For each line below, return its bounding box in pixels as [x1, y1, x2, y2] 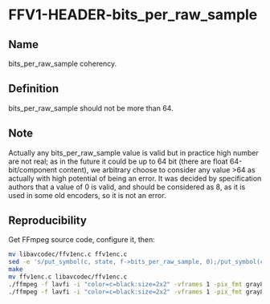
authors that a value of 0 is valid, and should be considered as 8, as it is [8, 182, 246, 192]
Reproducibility [8, 214, 87, 228]
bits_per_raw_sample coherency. [8, 59, 117, 68]
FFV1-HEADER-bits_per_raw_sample [8, 6, 258, 24]
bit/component [8, 164, 58, 174]
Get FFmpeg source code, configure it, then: [8, 235, 155, 245]
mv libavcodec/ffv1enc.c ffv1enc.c [8, 250, 128, 258]
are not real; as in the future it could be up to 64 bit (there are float [8, 156, 228, 166]
